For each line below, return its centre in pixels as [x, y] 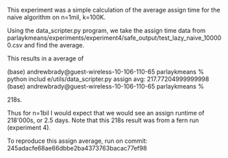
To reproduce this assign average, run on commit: [77, 141]
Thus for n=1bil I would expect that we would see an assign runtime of [106, 113]
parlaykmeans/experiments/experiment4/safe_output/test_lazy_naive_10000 [114, 38]
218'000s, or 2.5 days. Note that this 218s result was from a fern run [103, 120]
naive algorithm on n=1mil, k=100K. [56, 17]
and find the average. [54, 45]
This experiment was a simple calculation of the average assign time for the [114, 10]
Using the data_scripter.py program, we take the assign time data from [106, 31]
